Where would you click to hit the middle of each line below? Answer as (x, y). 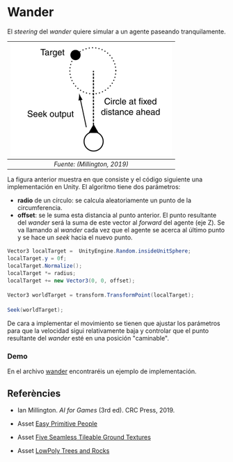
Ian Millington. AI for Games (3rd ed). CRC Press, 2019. (96, 410)
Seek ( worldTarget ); (35, 310)
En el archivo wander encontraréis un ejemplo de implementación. (102, 371)
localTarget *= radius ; (42, 273)
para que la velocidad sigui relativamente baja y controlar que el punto (108, 331)
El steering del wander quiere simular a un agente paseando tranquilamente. (116, 31)
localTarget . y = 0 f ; (37, 259)
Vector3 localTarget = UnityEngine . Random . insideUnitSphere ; (99, 251)
